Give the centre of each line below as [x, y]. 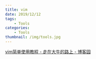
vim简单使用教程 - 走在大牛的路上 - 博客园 [48, 52]
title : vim [16, 10]
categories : [17, 28]
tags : [11, 19]
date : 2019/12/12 [23, 14]
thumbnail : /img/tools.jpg [33, 37]
